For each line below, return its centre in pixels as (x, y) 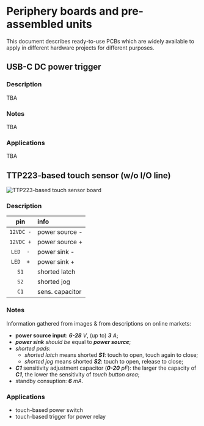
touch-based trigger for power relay (60, 416)
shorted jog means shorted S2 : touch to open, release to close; (104, 361)
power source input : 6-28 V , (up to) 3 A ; (67, 335)
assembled (35, 24)
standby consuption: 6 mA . (49, 381)
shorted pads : (33, 348)
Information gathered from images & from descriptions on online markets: (99, 323)
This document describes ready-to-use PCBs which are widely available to (100, 41)
